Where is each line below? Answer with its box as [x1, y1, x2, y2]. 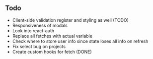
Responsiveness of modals [12, 22, 68, 28]
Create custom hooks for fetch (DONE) [12, 49, 92, 55]
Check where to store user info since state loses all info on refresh [12, 38, 149, 44]
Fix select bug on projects [12, 43, 66, 49]
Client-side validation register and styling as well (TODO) [12, 17, 129, 23]
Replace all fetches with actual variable [12, 33, 93, 39]
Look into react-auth [12, 27, 55, 34]
